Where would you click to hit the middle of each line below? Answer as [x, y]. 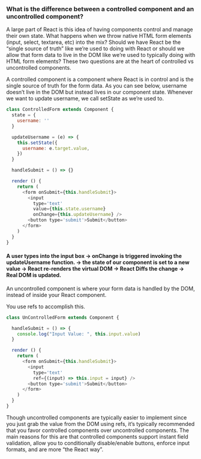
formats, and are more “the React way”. [55, 449]
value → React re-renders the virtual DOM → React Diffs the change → [95, 269]
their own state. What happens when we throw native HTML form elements [99, 36]
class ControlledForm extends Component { [60, 110]
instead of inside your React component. [56, 295]
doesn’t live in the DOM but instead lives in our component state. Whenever [100, 92]
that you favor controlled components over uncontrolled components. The [97, 430]
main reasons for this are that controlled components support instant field [97, 436]
